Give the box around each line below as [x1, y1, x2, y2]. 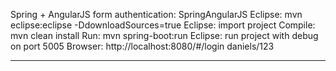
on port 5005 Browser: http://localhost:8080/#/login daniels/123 [10, 40, 275, 52]
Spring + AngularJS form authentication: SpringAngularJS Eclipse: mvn [10, 9, 303, 20]
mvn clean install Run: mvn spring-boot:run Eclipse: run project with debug [10, 30, 319, 41]
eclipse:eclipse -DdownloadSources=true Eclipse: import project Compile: [10, 19, 316, 31]
